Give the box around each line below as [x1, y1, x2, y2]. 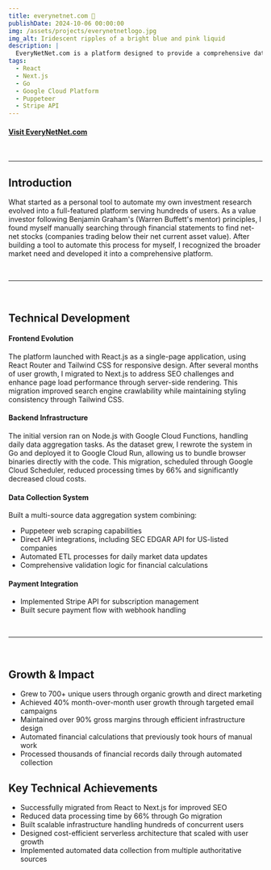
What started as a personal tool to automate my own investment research [8, 197, 252, 207]
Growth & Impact [8, 667, 94, 681]
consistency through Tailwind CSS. [8, 394, 125, 404]
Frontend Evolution [8, 334, 74, 343]
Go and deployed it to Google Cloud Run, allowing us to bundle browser [8, 448, 246, 457]
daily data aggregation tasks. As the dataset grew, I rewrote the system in [8, 439, 252, 449]
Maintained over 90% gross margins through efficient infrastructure [19, 715, 246, 725]
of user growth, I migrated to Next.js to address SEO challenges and [8, 368, 235, 378]
